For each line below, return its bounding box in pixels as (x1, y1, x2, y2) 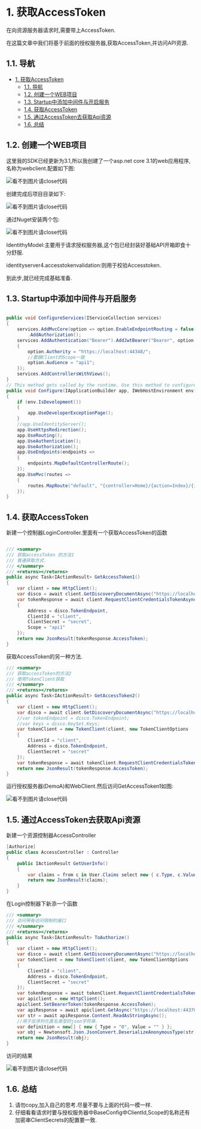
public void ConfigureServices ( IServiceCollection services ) (6, 315, 162, 321)
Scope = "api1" (28, 624, 66, 631)
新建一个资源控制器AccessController (6, 832, 96, 839)
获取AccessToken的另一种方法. (6, 653, 83, 660)
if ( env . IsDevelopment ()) (17, 399, 82, 405)
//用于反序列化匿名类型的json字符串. (17, 1018, 99, 1024)
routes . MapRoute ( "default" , (28, 482, 98, 488)
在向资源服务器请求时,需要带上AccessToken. (6, 26, 115, 34)
